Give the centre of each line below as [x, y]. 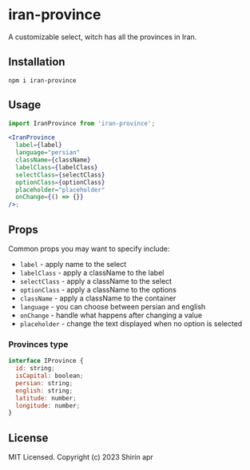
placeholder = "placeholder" [60, 189]
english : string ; [44, 390]
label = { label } [39, 145]
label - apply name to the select [73, 264]
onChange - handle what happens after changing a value [111, 315]
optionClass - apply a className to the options [98, 290]
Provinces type [38, 344]
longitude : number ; [48, 405]
